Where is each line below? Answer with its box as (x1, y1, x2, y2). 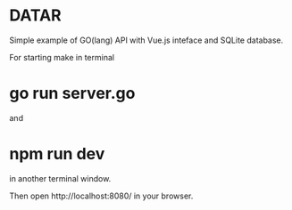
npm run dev (9, 144, 105, 165)
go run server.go (9, 84, 136, 103)
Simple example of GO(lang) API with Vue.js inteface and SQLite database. (9, 35, 284, 45)
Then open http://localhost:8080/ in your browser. (9, 190, 194, 201)
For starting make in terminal (9, 52, 114, 62)
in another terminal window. (9, 173, 112, 183)
